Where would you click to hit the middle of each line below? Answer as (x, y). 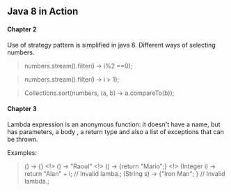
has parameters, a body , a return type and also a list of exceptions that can (115, 131)
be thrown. (23, 139)
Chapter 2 (22, 29)
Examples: (22, 152)
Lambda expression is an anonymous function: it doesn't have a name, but (114, 124)
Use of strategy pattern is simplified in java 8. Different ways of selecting (111, 45)
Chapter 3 (22, 109)
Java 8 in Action (43, 12)
